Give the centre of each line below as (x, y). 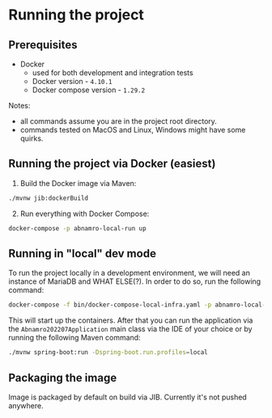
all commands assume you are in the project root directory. (118, 121)
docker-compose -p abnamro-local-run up (78, 228)
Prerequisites (43, 45)
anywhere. (26, 405)
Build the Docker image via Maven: (78, 183)
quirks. (32, 138)
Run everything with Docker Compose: (85, 213)
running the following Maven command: (74, 338)
